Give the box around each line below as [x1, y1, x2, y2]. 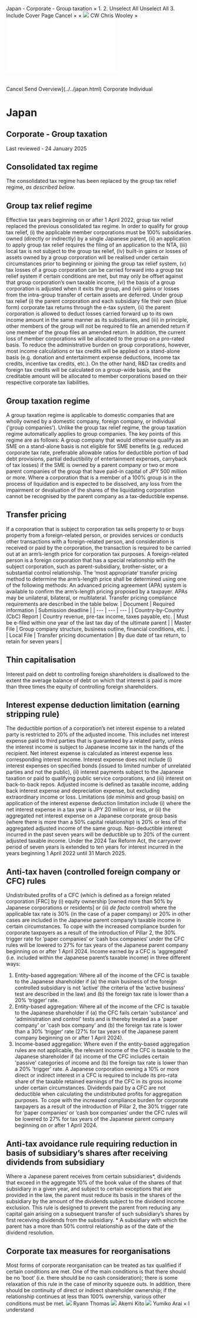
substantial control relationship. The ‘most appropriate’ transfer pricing [6, 569, 178, 576]
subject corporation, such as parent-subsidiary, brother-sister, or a [6, 563, 168, 570]
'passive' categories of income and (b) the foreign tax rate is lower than [14, 1059, 188, 1066]
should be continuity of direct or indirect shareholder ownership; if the [6, 1286, 176, 1293]
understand [6, 1306, 34, 1313]
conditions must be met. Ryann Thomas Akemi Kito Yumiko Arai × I [6, 1300, 190, 1307]
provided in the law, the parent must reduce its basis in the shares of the [6, 1192, 181, 1199]
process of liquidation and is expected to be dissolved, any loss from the [6, 481, 182, 488]
